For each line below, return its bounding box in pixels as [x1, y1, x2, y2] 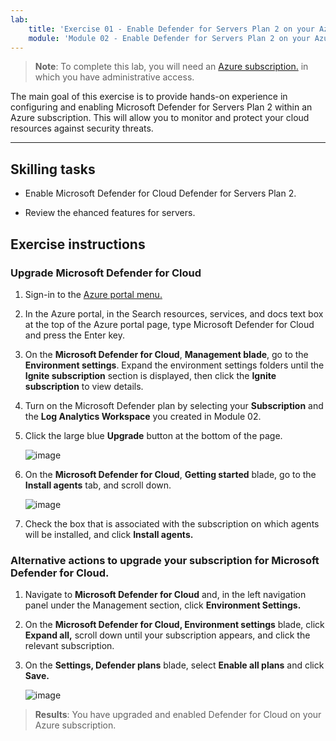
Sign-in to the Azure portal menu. [24, 288, 163, 300]
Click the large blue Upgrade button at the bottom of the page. [24, 429, 283, 441]
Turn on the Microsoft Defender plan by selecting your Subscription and [24, 399, 324, 411]
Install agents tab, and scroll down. [24, 479, 172, 491]
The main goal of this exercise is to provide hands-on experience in [10, 91, 288, 103]
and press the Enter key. [24, 329, 125, 341]
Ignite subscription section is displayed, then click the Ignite [24, 369, 277, 381]
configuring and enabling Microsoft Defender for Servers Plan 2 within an [10, 101, 313, 113]
